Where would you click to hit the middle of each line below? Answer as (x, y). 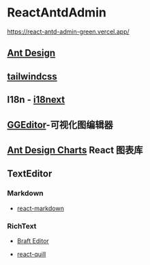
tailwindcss (32, 76)
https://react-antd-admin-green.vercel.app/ (68, 31)
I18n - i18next (36, 100)
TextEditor (30, 174)
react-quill (31, 254)
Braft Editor (33, 240)
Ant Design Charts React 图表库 (75, 150)
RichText (22, 226)
